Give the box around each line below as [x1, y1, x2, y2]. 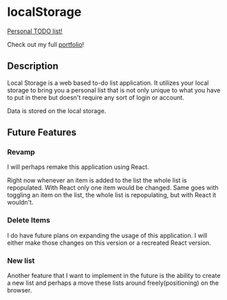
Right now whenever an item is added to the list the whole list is [7, 177, 187, 185]
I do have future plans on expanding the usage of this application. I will [7, 231, 208, 239]
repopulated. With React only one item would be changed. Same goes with [7, 183, 219, 192]
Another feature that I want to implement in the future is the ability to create [7, 272, 221, 280]
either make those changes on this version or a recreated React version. [7, 239, 212, 247]
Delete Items [7, 215, 50, 225]
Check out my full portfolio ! [7, 40, 85, 48]
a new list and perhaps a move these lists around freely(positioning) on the [7, 279, 219, 287]
